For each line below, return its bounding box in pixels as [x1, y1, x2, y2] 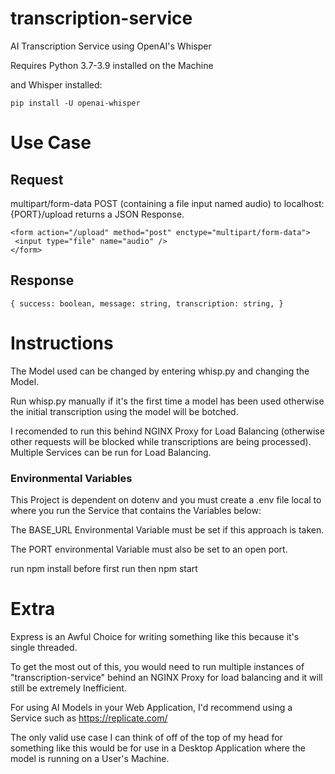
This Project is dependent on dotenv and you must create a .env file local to [10, 493, 322, 506]
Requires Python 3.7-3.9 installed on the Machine [10, 59, 214, 71]
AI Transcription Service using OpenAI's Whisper [10, 40, 212, 52]
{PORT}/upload [10, 208, 73, 220]
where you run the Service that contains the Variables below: [10, 504, 262, 516]
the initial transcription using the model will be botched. [10, 405, 239, 417]
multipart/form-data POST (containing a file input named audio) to [10, 197, 282, 209]
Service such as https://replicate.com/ [10, 712, 168, 724]
